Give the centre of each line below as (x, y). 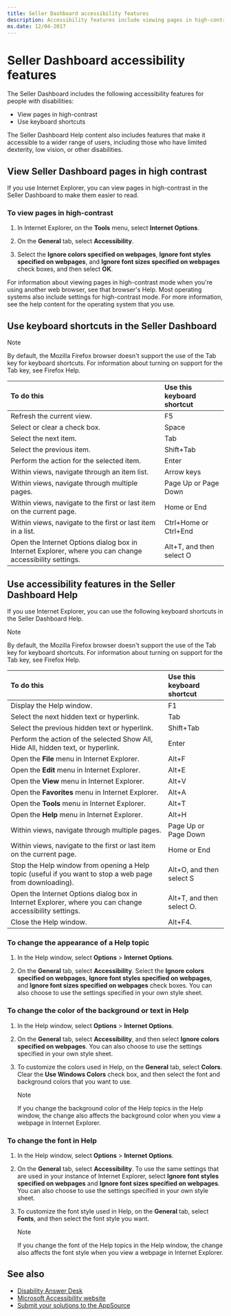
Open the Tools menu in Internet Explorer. (78, 803)
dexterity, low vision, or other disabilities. (65, 150)
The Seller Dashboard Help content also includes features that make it (106, 135)
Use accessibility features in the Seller (91, 584)
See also (26, 1274)
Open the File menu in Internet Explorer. (75, 759)
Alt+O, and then (194, 870)
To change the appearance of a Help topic (78, 942)
